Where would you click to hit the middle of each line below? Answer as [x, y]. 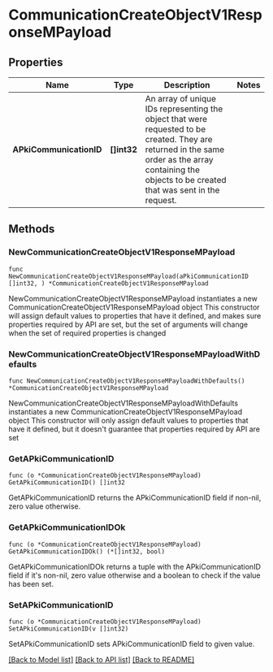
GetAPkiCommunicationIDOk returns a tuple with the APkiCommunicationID [135, 566]
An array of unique [181, 99]
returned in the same [185, 150]
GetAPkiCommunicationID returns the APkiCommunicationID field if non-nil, [135, 498]
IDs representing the [184, 109]
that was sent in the [182, 190]
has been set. [31, 583]
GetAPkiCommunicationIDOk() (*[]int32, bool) [87, 551]
